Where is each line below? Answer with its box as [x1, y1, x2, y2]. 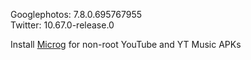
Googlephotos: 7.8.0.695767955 [10, 9, 143, 20]
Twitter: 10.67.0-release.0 [10, 19, 115, 31]
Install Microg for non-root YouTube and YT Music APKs [10, 39, 242, 50]
